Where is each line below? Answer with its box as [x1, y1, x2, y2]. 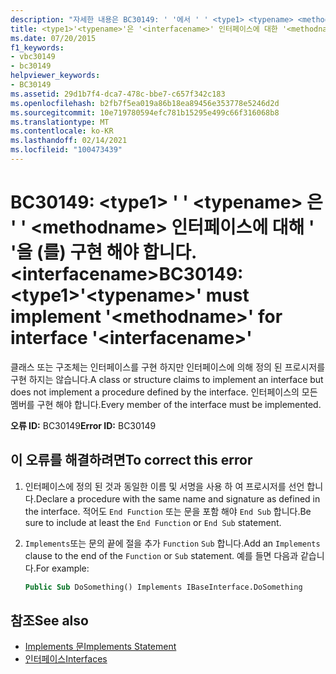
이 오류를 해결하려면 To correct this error [10, 452, 253, 469]
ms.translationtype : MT [10, 117, 110, 127]
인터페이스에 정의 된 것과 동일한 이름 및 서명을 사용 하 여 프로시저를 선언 [24, 480, 305, 492]
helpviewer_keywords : [10, 71, 101, 81]
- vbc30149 [10, 52, 56, 62]
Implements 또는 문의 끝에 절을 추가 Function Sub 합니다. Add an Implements [24, 537, 321, 549]
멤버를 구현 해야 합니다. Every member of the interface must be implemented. [10, 398, 322, 410]
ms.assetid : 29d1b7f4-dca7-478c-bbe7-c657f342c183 [10, 89, 226, 99]
